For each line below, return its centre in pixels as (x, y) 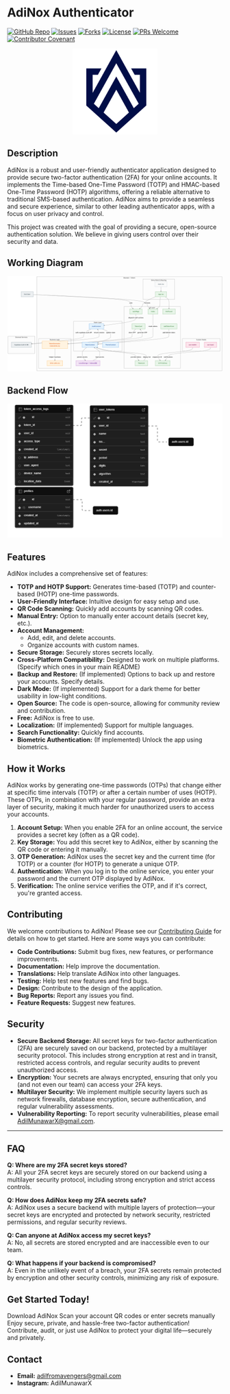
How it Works (36, 769)
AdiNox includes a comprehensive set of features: (78, 574)
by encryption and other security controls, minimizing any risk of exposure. (113, 1278)
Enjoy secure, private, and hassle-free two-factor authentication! (99, 1323)
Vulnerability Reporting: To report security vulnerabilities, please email (118, 1113)
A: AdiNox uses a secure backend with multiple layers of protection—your (111, 1208)
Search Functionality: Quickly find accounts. (81, 733)
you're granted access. (50, 893)
